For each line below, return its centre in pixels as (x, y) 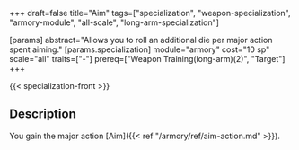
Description (43, 115)
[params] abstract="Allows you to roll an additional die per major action (141, 40)
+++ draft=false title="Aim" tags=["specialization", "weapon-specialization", (150, 13)
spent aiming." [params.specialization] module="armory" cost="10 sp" (140, 49)
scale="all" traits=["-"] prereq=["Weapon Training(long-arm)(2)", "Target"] (147, 59)
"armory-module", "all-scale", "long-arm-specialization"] (114, 22)
